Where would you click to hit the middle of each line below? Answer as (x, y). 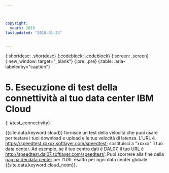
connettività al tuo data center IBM (79, 98)
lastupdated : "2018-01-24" (34, 33)
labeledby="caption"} (28, 67)
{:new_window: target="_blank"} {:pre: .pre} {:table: (59, 61)
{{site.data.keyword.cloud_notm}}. (41, 165)
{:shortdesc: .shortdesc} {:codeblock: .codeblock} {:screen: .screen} (77, 56)
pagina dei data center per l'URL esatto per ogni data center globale (76, 160)
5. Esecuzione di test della (61, 87)
